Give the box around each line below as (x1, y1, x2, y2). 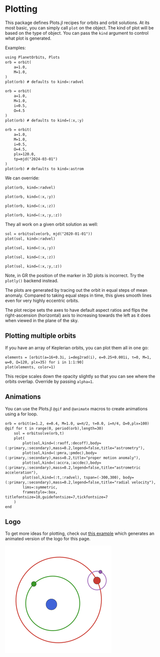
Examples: (5, 45, 26, 51)
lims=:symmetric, (22, 484, 58, 490)
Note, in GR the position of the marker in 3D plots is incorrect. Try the (5, 272, 144, 278)
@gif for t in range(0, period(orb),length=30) (5, 426, 104, 431)
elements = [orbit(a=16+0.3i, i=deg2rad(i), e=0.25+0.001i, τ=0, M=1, (5, 354, 152, 360)
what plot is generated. (5, 35, 52, 41)
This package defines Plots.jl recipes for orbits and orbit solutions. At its (5, 20, 150, 25)
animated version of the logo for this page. (5, 536, 91, 542)
